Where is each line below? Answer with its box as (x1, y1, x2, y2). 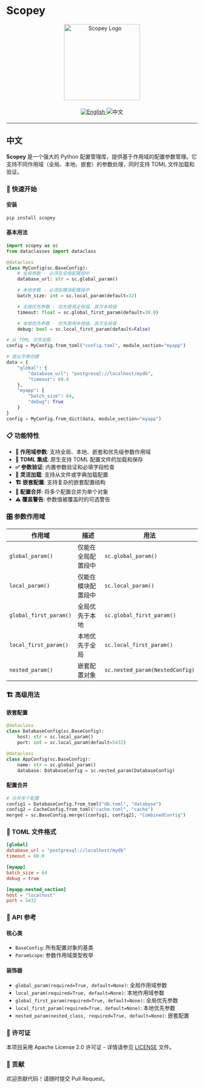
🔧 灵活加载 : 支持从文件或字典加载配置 (15, 471, 109, 478)
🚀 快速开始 (6, 185, 38, 193)
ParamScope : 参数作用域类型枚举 (15, 952, 94, 959)
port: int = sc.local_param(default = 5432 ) (17, 740, 126, 746)
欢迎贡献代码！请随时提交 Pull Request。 (6, 1075, 108, 1083)
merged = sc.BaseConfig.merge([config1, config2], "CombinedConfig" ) (6, 812, 186, 818)
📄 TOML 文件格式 (6, 828, 56, 836)
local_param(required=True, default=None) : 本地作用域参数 (15, 989, 165, 996)
